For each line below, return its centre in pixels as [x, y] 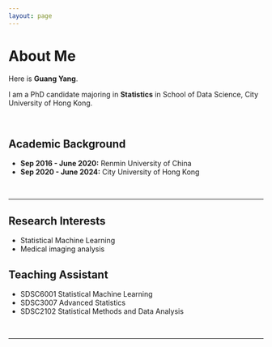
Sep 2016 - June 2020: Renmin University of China [106, 164]
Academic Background [67, 144]
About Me [42, 56]
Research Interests [57, 221]
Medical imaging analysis [62, 249]
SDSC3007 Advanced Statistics [73, 302]
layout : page [30, 16]
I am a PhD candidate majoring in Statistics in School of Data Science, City [134, 94]
